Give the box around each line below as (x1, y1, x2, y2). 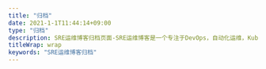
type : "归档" (8, 26, 49, 34)
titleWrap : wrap (8, 41, 62, 49)
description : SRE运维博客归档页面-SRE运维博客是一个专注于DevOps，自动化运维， (8, 33, 248, 42)
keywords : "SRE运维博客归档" (8, 48, 97, 56)
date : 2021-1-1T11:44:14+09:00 (8, 19, 112, 27)
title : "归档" (8, 11, 53, 20)
